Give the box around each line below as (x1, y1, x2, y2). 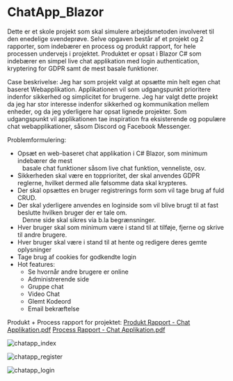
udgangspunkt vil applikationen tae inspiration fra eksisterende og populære (7, 114, 226, 123)
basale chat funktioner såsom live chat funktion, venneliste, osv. (22, 164, 207, 172)
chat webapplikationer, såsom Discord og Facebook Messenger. (7, 122, 191, 130)
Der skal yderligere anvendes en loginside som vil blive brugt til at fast (17, 201, 219, 209)
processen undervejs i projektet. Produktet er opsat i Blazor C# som (7, 49, 202, 58)
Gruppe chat (27, 282, 64, 290)
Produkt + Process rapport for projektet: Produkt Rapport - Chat (7, 318, 191, 326)
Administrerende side (27, 274, 89, 283)
